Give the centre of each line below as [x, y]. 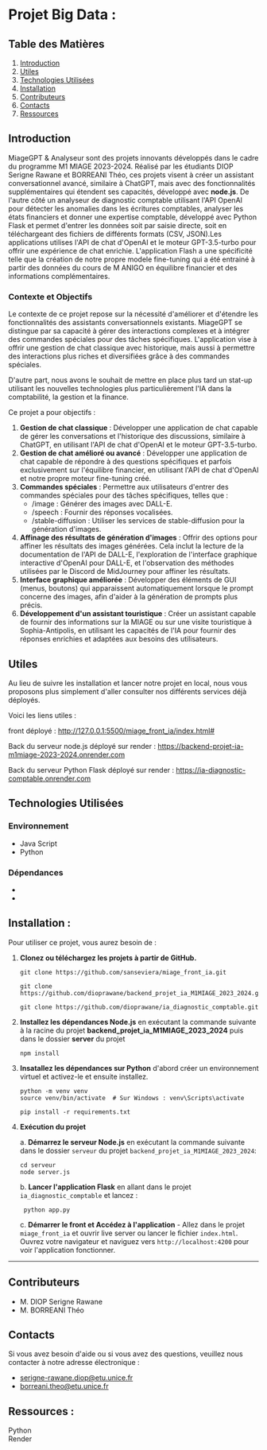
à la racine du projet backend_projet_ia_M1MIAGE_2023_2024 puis [132, 1030]
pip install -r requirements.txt [75, 1112]
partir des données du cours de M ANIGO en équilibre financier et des [123, 267]
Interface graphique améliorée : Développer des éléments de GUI [128, 580]
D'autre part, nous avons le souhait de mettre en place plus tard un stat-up [130, 380]
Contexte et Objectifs [50, 297]
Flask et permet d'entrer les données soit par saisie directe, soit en [118, 225]
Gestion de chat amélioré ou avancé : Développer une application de [133, 453]
